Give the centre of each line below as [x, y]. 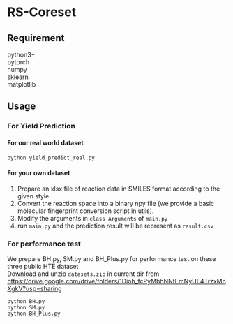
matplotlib [22, 84]
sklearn [18, 77]
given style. [34, 196]
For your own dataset [39, 173]
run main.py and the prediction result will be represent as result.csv [115, 226]
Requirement [36, 38]
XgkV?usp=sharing [35, 289]
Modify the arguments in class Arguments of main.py [92, 218]
